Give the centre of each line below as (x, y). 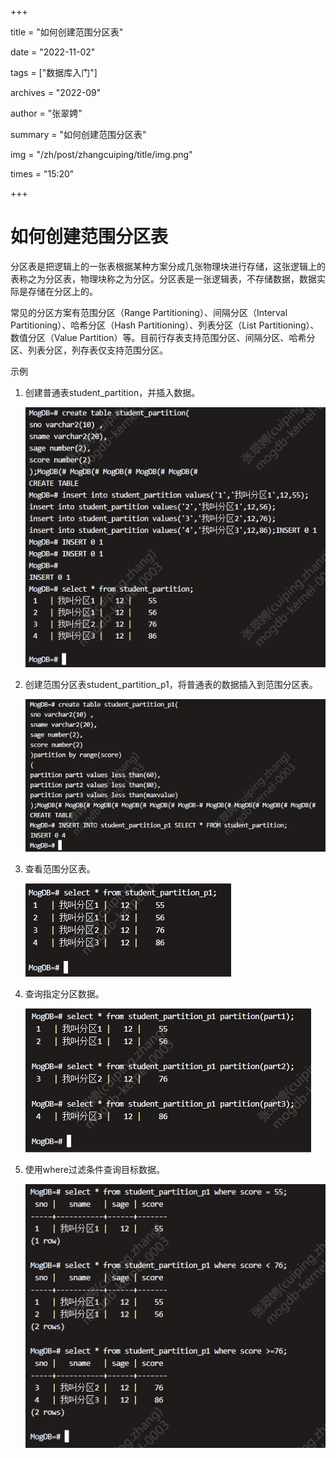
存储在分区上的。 (62, 291)
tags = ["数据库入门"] (54, 72)
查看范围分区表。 (60, 869)
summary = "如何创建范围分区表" (78, 134)
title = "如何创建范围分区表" (67, 32)
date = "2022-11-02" (53, 52)
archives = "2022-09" (56, 92)
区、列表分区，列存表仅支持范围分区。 (89, 350)
